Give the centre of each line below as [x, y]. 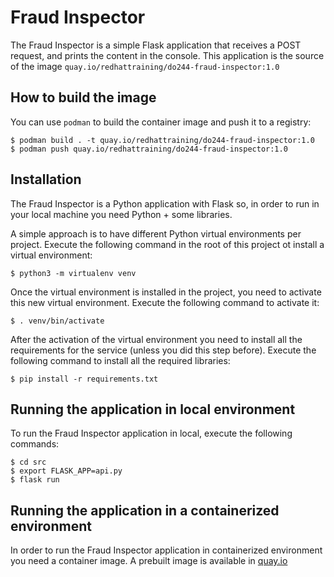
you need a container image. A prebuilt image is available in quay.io [149, 561]
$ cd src [28, 462]
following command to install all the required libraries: [120, 360]
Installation [46, 179]
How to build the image [83, 97]
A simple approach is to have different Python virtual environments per [156, 233]
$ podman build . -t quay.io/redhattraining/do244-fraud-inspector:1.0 [162, 140]
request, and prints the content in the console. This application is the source [167, 55]
